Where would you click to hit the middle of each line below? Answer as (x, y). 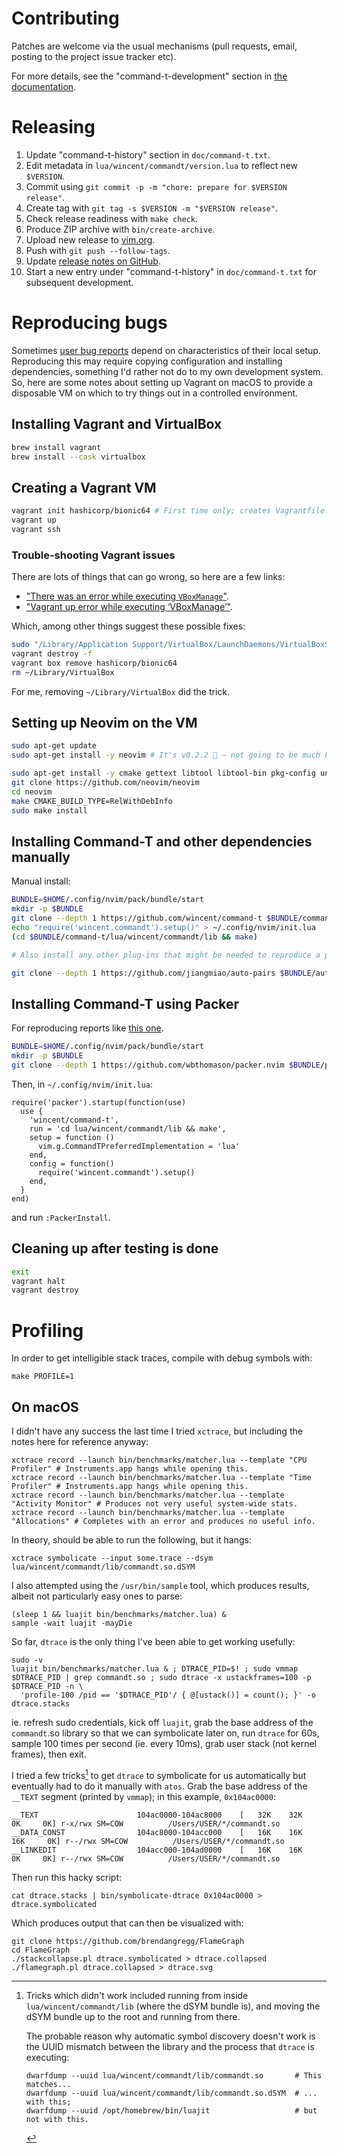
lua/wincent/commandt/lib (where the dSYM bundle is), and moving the (173, 2006)
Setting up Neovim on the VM (104, 723)
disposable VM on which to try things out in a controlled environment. (155, 393)
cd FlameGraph (41, 1950)
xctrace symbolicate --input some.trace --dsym (112, 1558)
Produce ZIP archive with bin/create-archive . (120, 229)
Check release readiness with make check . (111, 218)
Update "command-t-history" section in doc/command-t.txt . (148, 154)
